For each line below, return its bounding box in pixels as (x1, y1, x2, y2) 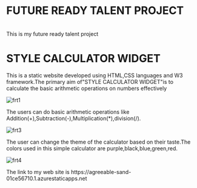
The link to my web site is (6, 168, 70, 175)
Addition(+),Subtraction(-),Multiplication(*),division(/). (6, 114, 141, 122)
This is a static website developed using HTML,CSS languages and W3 (6, 71, 183, 79)
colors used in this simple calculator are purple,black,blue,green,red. (6, 144, 178, 152)
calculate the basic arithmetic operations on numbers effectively (6, 85, 167, 92)
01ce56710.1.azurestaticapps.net (6, 175, 87, 182)
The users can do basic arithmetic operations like (6, 108, 130, 116)
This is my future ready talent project (6, 30, 99, 37)
